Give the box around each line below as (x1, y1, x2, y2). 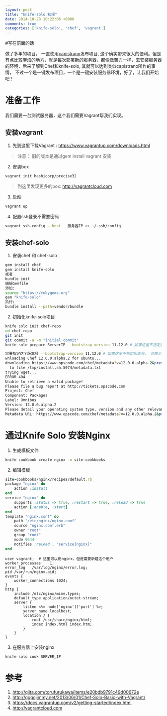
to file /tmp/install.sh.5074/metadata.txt (9, 365, 101, 370)
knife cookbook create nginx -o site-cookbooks (5, 457, 106, 462)
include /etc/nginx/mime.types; (14, 591, 81, 596)
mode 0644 (14, 537, 35, 542)
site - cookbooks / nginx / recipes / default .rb (5, 477, 92, 482)
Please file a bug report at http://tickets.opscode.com (5, 384, 126, 389)
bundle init (5, 276, 30, 282)
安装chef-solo (5, 238, 49, 247)
